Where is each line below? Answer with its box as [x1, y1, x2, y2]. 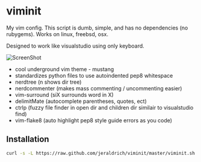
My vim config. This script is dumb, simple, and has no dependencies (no [6, 24, 188, 31]
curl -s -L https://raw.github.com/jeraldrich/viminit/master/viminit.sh [6, 150, 196, 156]
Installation [6, 134, 49, 145]
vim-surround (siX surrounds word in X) [14, 91, 114, 98]
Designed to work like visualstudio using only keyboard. [6, 42, 144, 49]
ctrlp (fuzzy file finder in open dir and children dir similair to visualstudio [14, 104, 194, 111]
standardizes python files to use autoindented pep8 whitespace [14, 72, 173, 79]
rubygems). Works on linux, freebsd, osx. [6, 30, 108, 37]
